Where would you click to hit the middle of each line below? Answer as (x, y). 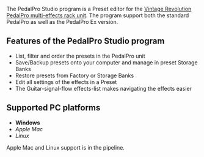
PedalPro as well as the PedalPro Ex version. (62, 22)
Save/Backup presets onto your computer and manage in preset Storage (106, 62)
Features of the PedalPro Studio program (86, 41)
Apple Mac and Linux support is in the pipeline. (66, 147)
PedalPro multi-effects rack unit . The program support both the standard (98, 15)
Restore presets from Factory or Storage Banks (75, 75)
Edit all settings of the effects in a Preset (66, 82)
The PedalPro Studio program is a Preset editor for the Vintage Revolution (99, 9)
